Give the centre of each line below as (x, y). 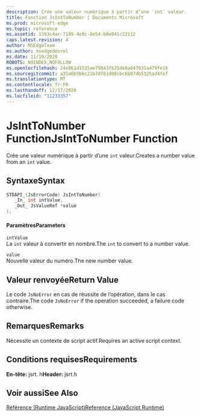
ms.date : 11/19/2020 (32, 57)
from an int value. (29, 162)
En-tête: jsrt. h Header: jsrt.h (42, 374)
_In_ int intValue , (39, 200)
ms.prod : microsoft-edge (37, 23)
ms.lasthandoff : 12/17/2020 (42, 91)
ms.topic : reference (32, 29)
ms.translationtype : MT (36, 79)
